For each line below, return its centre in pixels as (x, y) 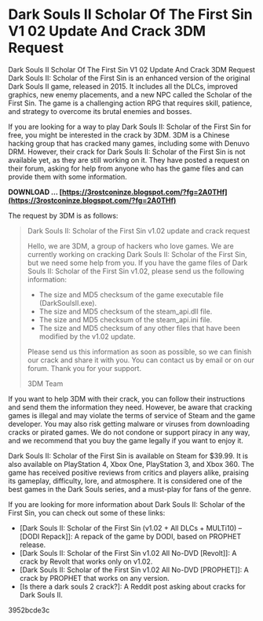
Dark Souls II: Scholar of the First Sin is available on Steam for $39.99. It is (128, 456)
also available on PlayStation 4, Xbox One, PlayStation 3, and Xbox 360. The (131, 464)
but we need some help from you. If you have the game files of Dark (137, 263)
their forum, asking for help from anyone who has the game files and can (126, 168)
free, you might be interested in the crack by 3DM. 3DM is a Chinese (119, 134)
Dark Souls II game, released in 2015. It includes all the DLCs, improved (123, 86)
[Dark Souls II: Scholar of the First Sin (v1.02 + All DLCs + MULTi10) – (131, 527)
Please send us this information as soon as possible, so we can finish (139, 351)
